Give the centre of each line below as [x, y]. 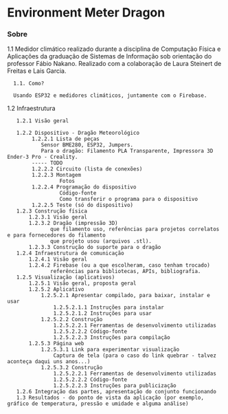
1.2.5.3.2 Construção [72, 368]
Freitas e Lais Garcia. [37, 71]
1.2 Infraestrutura [32, 109]
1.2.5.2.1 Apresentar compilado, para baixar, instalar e [126, 296]
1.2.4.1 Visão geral [58, 259]
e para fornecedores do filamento [57, 235]
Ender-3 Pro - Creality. [43, 157]
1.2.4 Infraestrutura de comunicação [70, 253]
